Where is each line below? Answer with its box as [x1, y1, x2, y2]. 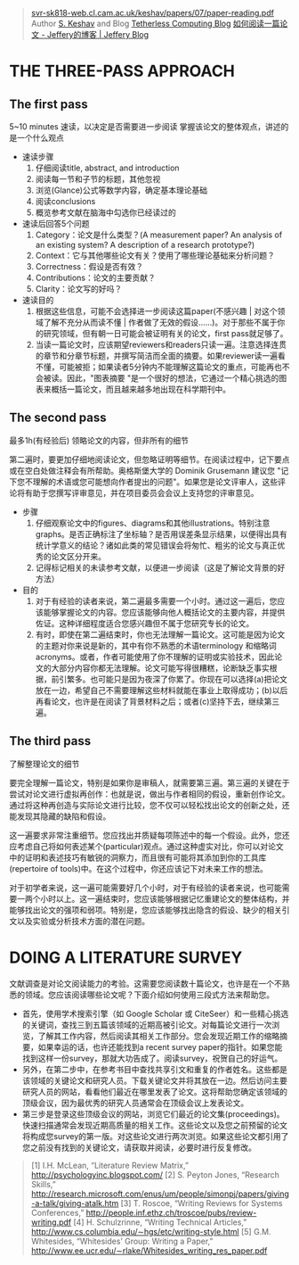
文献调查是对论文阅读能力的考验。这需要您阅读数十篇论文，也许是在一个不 [9, 978, 282, 988]
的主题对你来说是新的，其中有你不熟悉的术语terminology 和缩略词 [35, 640, 278, 650]
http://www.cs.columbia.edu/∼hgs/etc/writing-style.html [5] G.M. [30, 1226, 271, 1236]
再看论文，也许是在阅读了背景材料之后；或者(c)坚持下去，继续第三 [35, 696, 280, 707]
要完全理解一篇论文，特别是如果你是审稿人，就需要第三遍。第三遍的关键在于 [9, 777, 290, 788]
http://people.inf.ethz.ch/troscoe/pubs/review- [85, 1207, 257, 1218]
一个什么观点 [16, 133, 64, 143]
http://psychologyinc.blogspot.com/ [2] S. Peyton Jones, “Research [30, 1169, 280, 1180]
